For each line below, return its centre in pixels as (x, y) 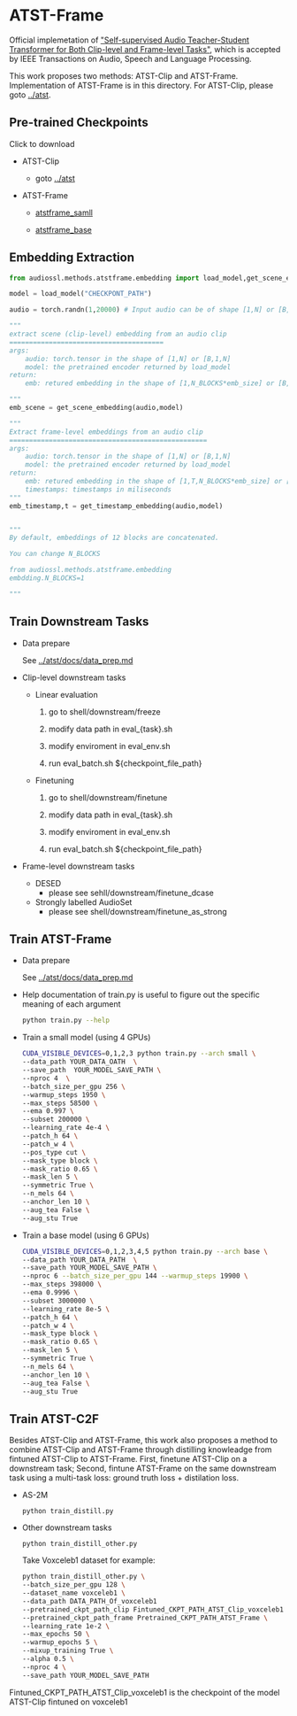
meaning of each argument (71, 1004)
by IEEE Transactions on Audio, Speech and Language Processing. (130, 58)
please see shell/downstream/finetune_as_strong (137, 911)
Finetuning (55, 780)
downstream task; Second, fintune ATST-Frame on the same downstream (143, 1469)
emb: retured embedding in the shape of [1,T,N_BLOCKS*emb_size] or (154, 482)
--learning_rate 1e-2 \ (66, 1626)
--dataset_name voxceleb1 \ (73, 1593)
